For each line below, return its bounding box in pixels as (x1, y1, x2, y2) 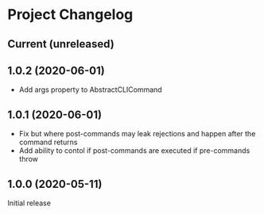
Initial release (7, 198, 51, 208)
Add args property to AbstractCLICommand (18, 85, 162, 94)
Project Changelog (7, 6, 134, 24)
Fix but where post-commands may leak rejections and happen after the (18, 129, 256, 139)
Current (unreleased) (7, 37, 115, 51)
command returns (18, 137, 78, 147)
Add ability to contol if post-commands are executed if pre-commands (18, 146, 250, 155)
